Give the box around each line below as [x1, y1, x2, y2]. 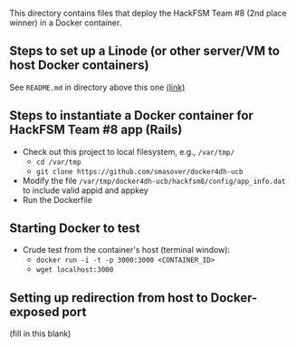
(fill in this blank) [9, 328, 72, 339]
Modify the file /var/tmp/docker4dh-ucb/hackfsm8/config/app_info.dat [22, 175, 286, 186]
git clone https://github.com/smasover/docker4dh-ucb [35, 167, 243, 176]
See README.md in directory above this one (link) [9, 82, 186, 92]
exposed [9, 304, 60, 320]
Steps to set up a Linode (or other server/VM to [9, 43, 281, 59]
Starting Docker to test [9, 221, 140, 236]
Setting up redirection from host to [9, 290, 208, 305]
